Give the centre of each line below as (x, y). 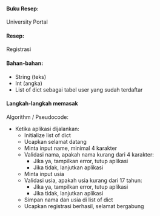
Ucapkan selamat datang (55, 141)
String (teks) (31, 76)
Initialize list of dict (47, 135)
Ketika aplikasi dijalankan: (47, 129)
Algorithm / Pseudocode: (37, 117)
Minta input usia (44, 174)
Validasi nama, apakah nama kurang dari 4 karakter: (89, 154)
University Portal (27, 22)
